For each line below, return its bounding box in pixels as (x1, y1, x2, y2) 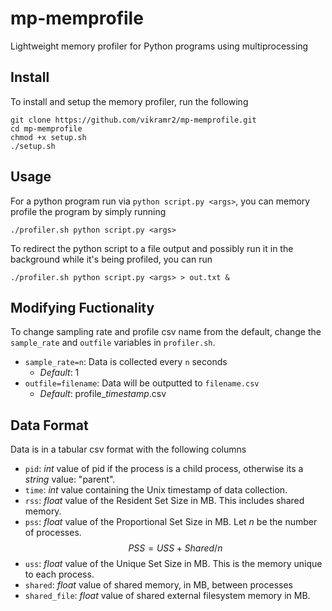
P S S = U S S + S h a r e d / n (128, 542, 223, 554)
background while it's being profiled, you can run (10, 253, 213, 265)
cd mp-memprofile (10, 123, 83, 134)
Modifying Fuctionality (10, 299, 155, 316)
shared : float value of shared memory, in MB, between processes (24, 579, 293, 591)
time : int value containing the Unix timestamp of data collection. (24, 484, 288, 496)
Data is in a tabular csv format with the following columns (10, 443, 247, 456)
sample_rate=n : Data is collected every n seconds (24, 356, 228, 368)
